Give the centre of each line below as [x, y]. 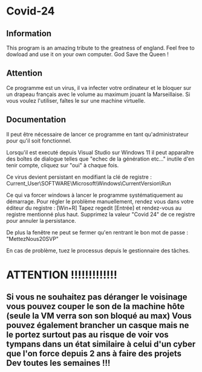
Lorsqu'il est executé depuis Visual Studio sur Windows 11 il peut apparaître [100, 152]
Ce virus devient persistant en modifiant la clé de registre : [79, 177]
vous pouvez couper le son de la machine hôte [96, 306]
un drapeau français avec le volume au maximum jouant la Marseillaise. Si [98, 94]
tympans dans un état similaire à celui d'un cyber [101, 345]
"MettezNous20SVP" [33, 239]
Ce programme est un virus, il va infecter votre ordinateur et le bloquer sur [99, 88]
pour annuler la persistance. [41, 220]
